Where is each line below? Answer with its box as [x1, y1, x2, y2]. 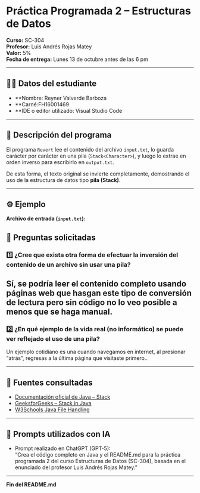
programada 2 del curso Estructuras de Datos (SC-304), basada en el [14, 458, 186, 464]
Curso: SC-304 [6, 36, 45, 44]
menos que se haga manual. [6, 307, 113, 317]
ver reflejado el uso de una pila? [6, 335, 100, 343]
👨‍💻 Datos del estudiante [6, 79, 97, 89]
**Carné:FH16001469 [14, 100, 70, 108]
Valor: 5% [6, 49, 32, 56]
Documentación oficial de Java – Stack [14, 393, 111, 400]
